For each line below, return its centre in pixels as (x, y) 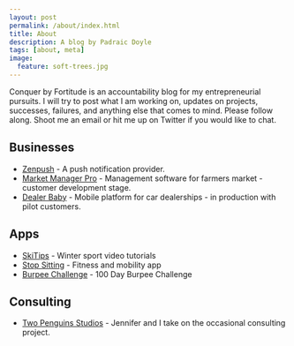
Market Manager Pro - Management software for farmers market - (142, 178)
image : (21, 58)
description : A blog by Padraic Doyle (80, 42)
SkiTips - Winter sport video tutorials (89, 255)
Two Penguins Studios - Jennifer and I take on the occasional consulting (154, 323)
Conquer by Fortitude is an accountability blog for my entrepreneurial (135, 91)
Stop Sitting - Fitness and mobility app (91, 265)
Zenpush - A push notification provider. (93, 169)
